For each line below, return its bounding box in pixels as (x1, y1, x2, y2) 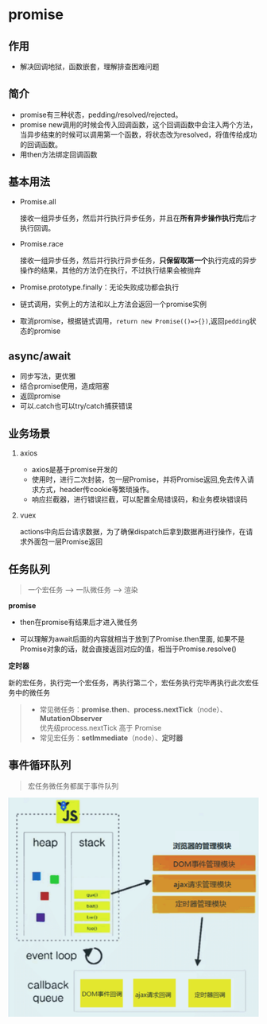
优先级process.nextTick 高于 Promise (39, 723, 162, 733)
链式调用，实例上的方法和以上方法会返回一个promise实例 (19, 299, 207, 308)
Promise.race (19, 239, 64, 248)
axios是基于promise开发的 (31, 465, 118, 475)
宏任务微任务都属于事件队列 (27, 781, 119, 790)
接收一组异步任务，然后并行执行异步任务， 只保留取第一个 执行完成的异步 (19, 255, 257, 265)
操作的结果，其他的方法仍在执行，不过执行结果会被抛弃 (19, 265, 201, 275)
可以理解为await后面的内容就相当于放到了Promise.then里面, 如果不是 (19, 634, 245, 644)
